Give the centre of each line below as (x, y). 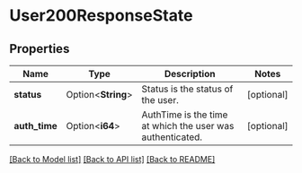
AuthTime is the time (185, 115)
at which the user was (188, 126)
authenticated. (172, 137)
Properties (40, 49)
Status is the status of (187, 89)
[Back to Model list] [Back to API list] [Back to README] (112, 159)
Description (190, 74)
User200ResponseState (101, 16)
